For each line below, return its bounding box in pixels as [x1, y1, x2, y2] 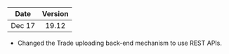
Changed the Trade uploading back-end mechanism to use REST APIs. [17, 39, 223, 47]
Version [41, 9, 69, 18]
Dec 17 [11, 21, 36, 30]
